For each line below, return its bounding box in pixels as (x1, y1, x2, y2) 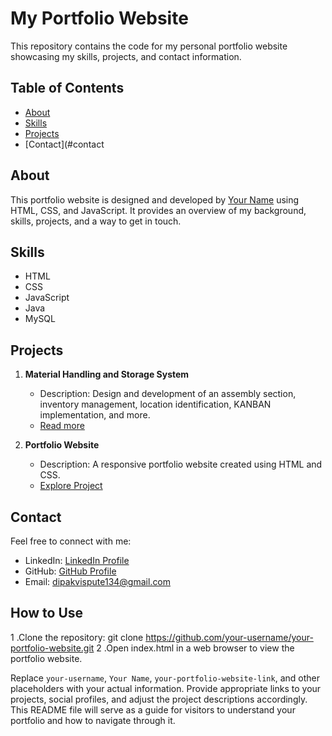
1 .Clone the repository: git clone (10, 631, 144, 643)
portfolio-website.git (10, 642, 95, 654)
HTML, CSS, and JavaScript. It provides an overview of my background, (10, 204, 307, 216)
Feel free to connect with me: (10, 535, 132, 547)
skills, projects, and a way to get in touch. (10, 215, 182, 227)
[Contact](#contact (24, 138, 105, 150)
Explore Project (39, 480, 103, 492)
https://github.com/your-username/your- (145, 631, 314, 643)
